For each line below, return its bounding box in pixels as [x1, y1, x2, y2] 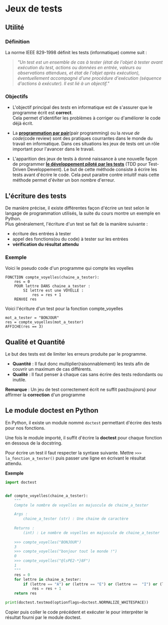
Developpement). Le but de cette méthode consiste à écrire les [27, 167, 157, 173]
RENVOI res [14, 297, 37, 302]
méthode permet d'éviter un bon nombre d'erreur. [12, 177, 115, 183]
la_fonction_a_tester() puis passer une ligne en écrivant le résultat [5, 455, 146, 461]
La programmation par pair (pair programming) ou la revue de [12, 130, 140, 136]
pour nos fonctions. [5, 425, 45, 431]
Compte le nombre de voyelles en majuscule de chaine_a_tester [14, 503, 149, 508]
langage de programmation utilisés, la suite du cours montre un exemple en [5, 210, 161, 216]
